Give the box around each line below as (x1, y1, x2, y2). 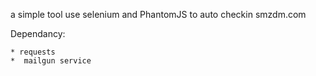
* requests (10, 47, 56, 57)
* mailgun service (10, 56, 92, 66)
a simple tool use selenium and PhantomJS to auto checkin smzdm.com (10, 9, 307, 20)
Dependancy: (10, 28, 66, 39)
